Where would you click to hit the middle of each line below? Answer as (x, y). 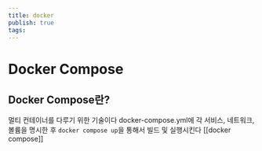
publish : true (31, 23)
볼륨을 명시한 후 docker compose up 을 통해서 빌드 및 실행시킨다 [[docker (120, 130)
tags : (17, 30)
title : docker (31, 15)
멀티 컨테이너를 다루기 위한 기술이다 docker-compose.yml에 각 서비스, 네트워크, (131, 120)
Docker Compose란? (59, 99)
